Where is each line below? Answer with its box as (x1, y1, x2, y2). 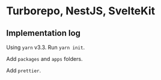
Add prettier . (6, 67, 41, 74)
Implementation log (6, 28, 81, 38)
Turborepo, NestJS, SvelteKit (6, 4, 155, 18)
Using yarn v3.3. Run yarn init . (6, 44, 85, 51)
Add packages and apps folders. (6, 56, 83, 62)
